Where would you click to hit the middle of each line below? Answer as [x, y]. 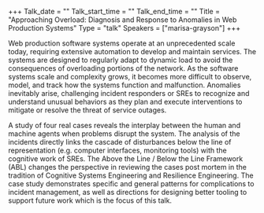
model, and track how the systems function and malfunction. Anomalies [125, 85]
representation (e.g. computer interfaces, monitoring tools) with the [117, 150]
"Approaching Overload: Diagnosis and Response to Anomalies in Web [123, 20]
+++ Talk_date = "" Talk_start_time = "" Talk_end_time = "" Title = [114, 11]
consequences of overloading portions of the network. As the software [123, 68]
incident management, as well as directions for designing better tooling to [128, 192]
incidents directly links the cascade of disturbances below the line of [120, 142]
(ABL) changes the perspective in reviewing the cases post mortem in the [127, 167]
